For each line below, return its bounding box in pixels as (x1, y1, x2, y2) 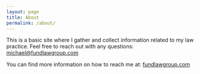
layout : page (6, 8, 40, 15)
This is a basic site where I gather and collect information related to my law (6, 37, 194, 44)
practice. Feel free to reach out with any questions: (6, 43, 134, 50)
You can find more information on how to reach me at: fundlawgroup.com (6, 61, 190, 68)
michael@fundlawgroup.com (6, 49, 79, 57)
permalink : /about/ (6, 20, 56, 26)
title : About (6, 14, 40, 20)
